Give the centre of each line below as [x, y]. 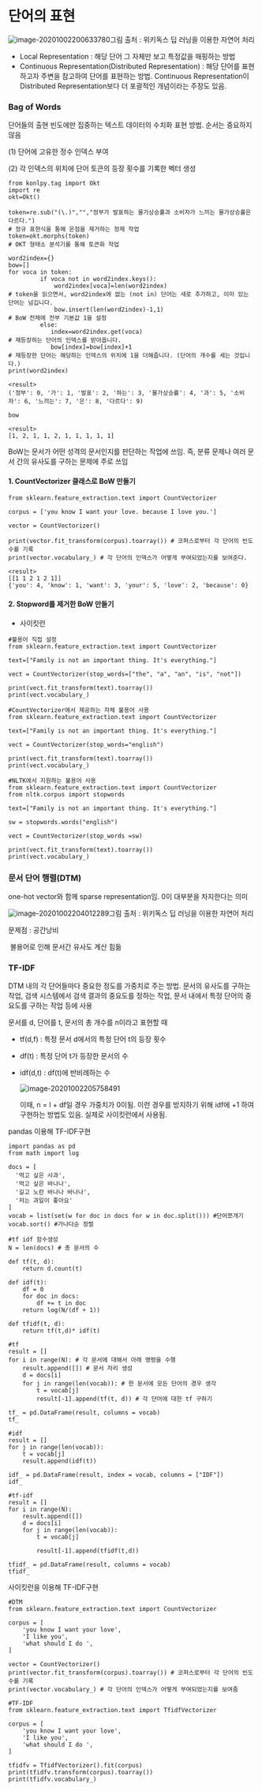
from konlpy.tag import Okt [54, 184]
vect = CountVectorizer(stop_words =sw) [76, 836]
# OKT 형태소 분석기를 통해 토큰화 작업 [64, 245]
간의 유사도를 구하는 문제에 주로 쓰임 [72, 462]
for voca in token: [40, 272]
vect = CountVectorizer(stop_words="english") [86, 744]
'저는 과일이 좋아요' [44, 1201]
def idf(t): [28, 1283]
